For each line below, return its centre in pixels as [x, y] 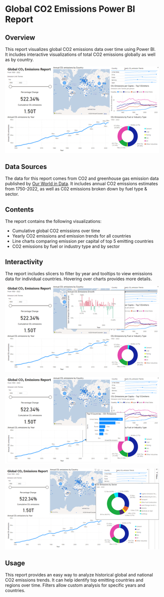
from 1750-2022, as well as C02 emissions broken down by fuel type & [76, 189]
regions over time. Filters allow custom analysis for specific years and [75, 585]
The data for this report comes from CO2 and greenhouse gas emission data [82, 179]
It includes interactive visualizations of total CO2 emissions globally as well [80, 54]
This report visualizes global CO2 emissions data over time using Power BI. [81, 49]
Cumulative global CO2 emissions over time [56, 231]
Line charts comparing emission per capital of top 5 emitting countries [83, 241]
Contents [20, 209]
